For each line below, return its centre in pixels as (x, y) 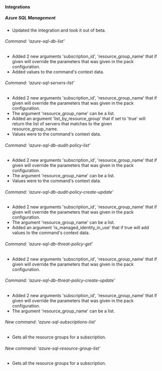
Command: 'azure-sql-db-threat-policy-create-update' (60, 280)
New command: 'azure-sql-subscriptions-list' (51, 322)
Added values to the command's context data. (58, 72)
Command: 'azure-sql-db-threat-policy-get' (49, 244)
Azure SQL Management (30, 18)
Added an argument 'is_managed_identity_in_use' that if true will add (80, 228)
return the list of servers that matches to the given (62, 123)
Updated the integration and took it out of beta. (59, 30)
